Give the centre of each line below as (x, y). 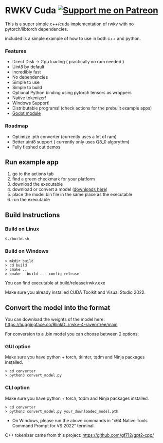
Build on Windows (27, 251)
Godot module (27, 113)
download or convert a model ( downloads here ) (60, 189)
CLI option (18, 388)
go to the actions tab (33, 174)
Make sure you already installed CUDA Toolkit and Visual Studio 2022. (75, 292)
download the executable (37, 184)
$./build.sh (17, 239)
